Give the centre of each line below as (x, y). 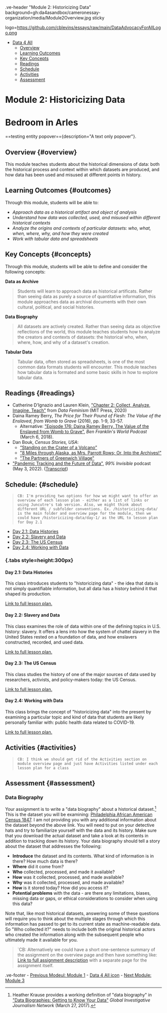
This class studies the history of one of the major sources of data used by (81, 674)
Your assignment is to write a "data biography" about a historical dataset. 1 (81, 809)
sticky (98, 18)
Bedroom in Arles (42, 123)
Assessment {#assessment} (50, 783)
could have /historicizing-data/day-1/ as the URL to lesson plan (87, 518)
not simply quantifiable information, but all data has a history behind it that (81, 589)
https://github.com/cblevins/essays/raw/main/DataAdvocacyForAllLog (89, 27)
